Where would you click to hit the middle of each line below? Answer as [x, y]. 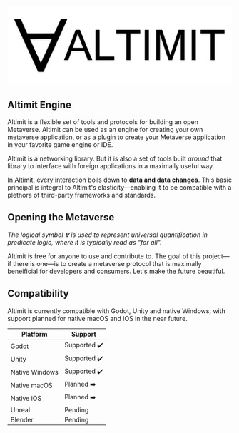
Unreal [20, 409]
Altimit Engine [39, 105]
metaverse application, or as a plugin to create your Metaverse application [117, 137]
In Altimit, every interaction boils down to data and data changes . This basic [119, 180]
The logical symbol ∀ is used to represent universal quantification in [108, 235]
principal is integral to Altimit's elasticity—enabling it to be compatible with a [119, 187]
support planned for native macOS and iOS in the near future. [97, 318]
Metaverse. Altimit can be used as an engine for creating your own [105, 129]
